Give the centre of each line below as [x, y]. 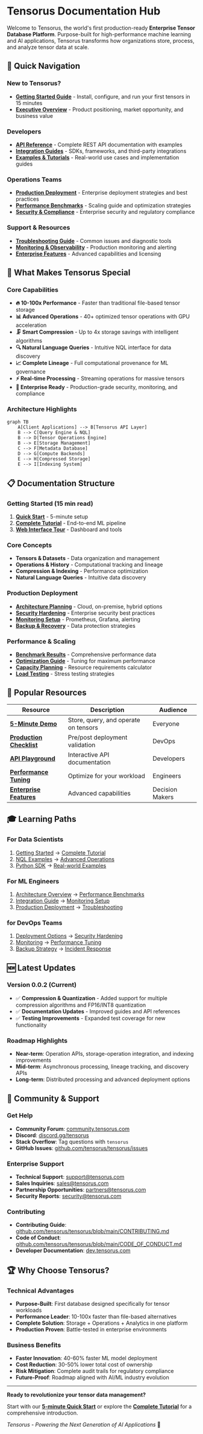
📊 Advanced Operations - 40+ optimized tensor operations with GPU [103, 317]
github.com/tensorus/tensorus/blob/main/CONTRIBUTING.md [92, 1232]
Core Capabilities [33, 289]
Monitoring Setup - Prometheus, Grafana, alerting [78, 619]
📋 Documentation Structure [61, 483]
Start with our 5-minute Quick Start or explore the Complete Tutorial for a [99, 1407]
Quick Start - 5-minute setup [52, 517]
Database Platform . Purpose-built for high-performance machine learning [99, 34]
